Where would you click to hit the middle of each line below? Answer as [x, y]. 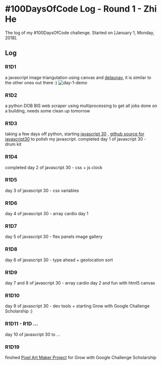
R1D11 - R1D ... [22, 324]
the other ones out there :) [31, 82]
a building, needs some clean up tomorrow [48, 111]
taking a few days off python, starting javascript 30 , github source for [75, 134]
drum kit [13, 144]
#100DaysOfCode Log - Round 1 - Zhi [81, 9]
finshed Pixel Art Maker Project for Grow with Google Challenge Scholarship [81, 357]
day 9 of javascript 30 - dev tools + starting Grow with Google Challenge [77, 306]
